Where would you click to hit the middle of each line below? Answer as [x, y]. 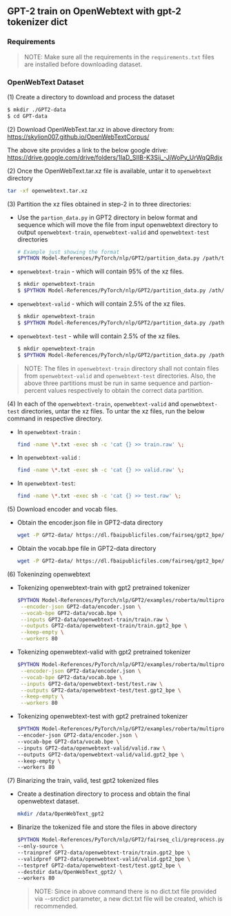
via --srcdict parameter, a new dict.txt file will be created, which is [128, 899]
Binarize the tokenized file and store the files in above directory [107, 827]
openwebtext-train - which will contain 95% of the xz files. [100, 271]
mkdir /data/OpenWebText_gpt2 [61, 814]
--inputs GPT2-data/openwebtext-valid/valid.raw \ [91, 748]
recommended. [56, 906]
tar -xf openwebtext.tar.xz [48, 191]
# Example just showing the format [68, 252]
